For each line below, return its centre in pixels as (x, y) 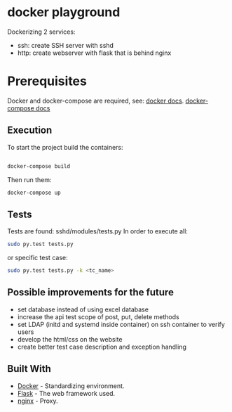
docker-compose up (34, 193)
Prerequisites (47, 81)
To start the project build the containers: (66, 147)
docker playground (64, 12)
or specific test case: (37, 258)
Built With (29, 369)
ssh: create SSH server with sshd (66, 45)
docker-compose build (39, 166)
